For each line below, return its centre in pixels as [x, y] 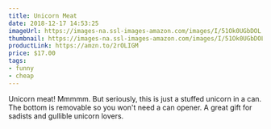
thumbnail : [27, 38]
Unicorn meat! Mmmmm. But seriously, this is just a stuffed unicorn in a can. [135, 98]
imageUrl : [25, 31]
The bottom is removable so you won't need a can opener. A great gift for [130, 107]
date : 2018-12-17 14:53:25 [54, 23]
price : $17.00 [32, 53]
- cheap [21, 76]
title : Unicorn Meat [43, 16]
